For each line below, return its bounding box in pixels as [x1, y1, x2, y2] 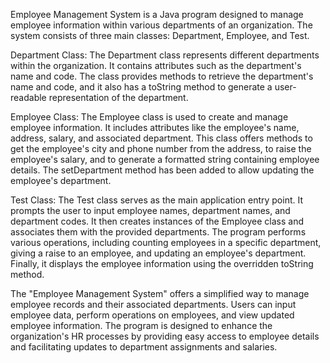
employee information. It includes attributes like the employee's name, [10, 122, 300, 133]
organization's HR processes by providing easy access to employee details [10, 330, 320, 342]
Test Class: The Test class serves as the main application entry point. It [10, 194, 304, 206]
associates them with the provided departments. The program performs [10, 226, 307, 238]
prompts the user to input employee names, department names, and [10, 205, 291, 216]
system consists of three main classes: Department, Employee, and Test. [10, 30, 310, 41]
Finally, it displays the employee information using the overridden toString [10, 258, 314, 269]
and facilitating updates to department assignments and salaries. [10, 341, 278, 353]
